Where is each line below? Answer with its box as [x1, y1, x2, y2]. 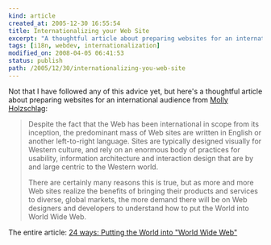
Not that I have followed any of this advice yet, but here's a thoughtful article [8, 86, 263, 96]
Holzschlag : [8, 103, 48, 113]
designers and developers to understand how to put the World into [27, 203, 250, 213]
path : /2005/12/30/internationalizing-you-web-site [8, 64, 186, 73]
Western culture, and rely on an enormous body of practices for [27, 144, 240, 154]
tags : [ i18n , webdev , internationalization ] [8, 42, 161, 50]
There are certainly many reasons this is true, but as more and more [27, 177, 254, 187]
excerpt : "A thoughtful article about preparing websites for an [8, 34, 232, 43]
